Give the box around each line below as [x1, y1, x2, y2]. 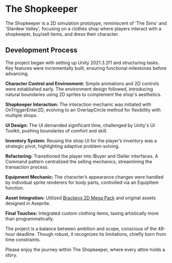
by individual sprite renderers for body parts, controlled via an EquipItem [5, 179, 159, 185]
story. [5, 252, 18, 258]
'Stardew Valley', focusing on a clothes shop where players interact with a [5, 25, 162, 31]
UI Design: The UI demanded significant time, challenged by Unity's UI [5, 122, 155, 128]
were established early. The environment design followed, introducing [5, 86, 153, 92]
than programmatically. [5, 215, 54, 221]
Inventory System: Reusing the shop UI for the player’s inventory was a [5, 137, 157, 144]
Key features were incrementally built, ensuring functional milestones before [5, 65, 167, 71]
